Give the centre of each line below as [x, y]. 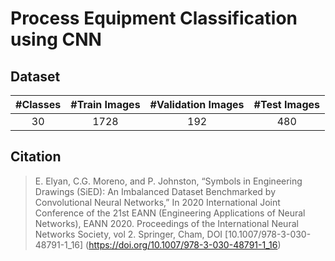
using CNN [56, 39]
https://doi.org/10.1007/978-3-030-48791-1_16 [183, 244]
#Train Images [105, 104]
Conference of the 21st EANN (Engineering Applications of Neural [170, 213]
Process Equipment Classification [154, 18]
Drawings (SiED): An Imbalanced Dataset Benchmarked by [155, 191]
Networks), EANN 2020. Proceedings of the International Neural [166, 223]
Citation [36, 157]
